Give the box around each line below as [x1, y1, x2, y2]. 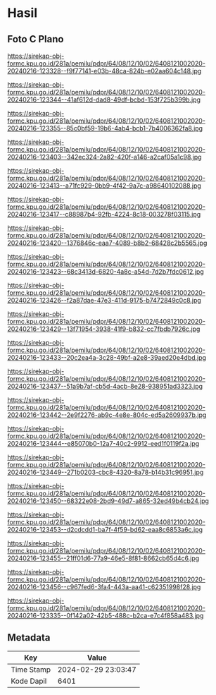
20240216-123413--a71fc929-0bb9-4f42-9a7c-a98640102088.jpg [7, 181, 202, 190]
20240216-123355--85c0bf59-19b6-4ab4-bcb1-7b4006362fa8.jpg [7, 124, 203, 132]
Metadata [7, 631, 51, 643]
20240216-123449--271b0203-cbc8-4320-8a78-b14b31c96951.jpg [7, 468, 204, 476]
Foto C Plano [7, 33, 64, 45]
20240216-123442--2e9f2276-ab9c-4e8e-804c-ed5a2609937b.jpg [7, 411, 207, 419]
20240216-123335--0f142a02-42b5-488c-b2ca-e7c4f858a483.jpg [7, 612, 204, 620]
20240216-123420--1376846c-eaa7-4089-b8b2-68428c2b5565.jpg [7, 238, 208, 247]
